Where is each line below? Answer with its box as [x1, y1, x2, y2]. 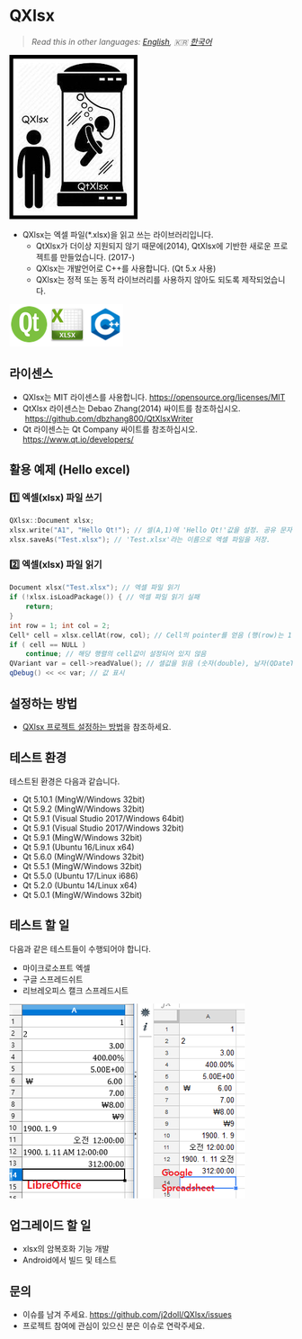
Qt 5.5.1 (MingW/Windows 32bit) [22, 860, 142, 871]
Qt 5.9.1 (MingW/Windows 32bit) [22, 831, 143, 842]
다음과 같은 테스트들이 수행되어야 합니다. [9, 943, 151, 954]
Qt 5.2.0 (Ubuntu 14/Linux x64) [22, 879, 138, 891]
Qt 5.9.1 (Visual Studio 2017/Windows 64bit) [22, 813, 185, 823]
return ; [25, 602, 54, 612]
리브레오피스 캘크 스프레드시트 [22, 984, 129, 995]
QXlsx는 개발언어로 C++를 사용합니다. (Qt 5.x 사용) [35, 263, 217, 274]
